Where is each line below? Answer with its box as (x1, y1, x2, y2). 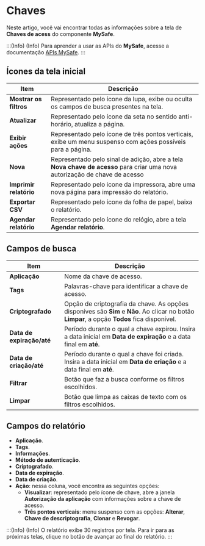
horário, (51, 120, 73, 128)
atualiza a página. (74, 120, 125, 128)
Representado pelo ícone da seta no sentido (51, 112, 178, 121)
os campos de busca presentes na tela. (51, 102, 164, 110)
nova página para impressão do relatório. (51, 187, 168, 196)
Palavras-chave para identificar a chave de (63, 282, 189, 290)
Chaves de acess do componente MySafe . (6, 30, 115, 37)
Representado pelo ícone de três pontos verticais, (51, 129, 193, 138)
